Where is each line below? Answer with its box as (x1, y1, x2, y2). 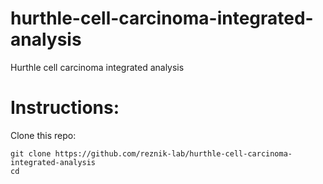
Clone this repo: (10, 129, 77, 141)
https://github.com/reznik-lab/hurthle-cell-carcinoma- (54, 148, 293, 159)
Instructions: (10, 97, 120, 119)
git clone (10, 148, 52, 159)
